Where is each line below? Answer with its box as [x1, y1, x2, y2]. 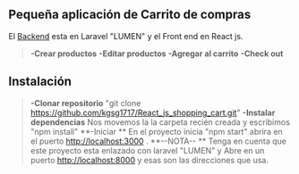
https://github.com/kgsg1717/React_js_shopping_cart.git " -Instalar [30, 107, 276, 118]
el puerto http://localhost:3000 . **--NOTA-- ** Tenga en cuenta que [30, 136, 287, 146]
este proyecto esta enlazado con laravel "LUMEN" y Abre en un [30, 145, 265, 155]
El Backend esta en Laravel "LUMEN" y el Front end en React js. [8, 30, 243, 41]
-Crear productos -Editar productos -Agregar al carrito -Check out [30, 48, 284, 59]
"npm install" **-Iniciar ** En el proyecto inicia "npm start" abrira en [30, 126, 283, 137]
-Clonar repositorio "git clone [30, 97, 141, 108]
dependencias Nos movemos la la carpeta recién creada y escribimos [30, 116, 290, 128]
